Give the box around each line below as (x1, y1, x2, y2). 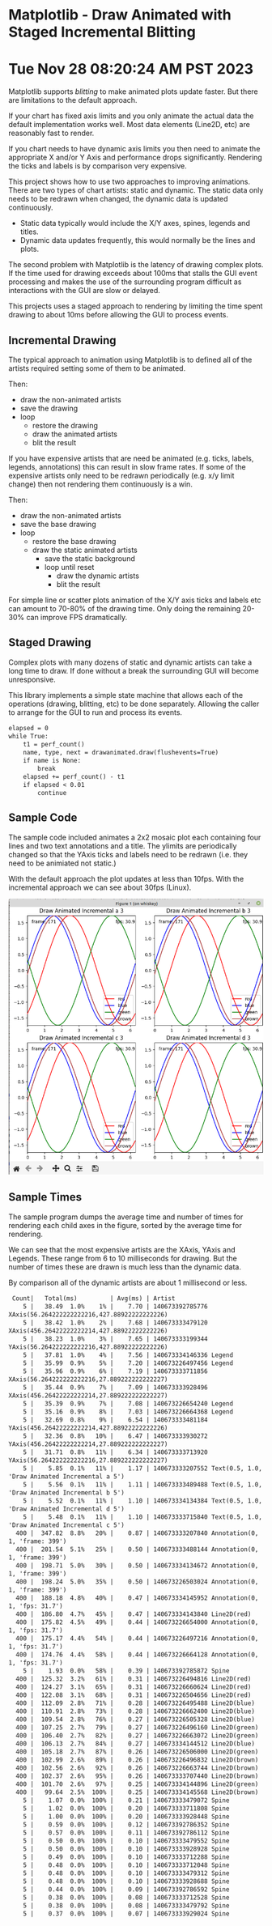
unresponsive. (8, 674, 56, 684)
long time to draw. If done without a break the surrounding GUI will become (8, 665, 259, 675)
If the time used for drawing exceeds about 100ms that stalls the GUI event (8, 269, 257, 278)
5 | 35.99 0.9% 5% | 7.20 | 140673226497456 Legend (23, 1358, 233, 1367)
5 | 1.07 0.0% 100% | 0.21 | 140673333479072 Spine (23, 1796, 230, 1805)
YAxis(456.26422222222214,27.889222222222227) (8, 1439, 168, 1448)
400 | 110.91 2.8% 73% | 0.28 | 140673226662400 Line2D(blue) (15, 1707, 255, 1716)
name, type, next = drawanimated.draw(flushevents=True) (23, 748, 219, 756)
